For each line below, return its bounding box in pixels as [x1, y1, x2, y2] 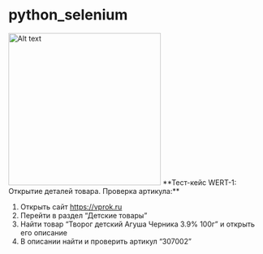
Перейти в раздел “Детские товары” [19, 210, 148, 220]
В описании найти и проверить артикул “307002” [19, 236, 192, 246]
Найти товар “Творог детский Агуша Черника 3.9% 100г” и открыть [19, 219, 256, 229]
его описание [19, 227, 67, 237]
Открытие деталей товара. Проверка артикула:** [8, 186, 180, 196]
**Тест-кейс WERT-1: [162, 177, 237, 187]
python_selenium [8, 6, 128, 24]
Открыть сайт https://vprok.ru [19, 201, 123, 212]
